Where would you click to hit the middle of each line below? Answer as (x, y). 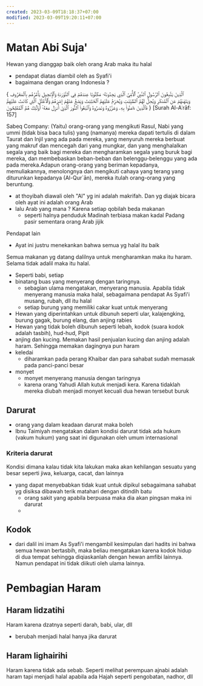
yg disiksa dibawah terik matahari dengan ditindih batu (83, 491)
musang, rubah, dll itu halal (58, 301)
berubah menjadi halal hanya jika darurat (66, 636)
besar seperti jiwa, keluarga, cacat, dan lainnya (65, 473)
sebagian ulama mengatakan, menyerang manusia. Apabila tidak (105, 288)
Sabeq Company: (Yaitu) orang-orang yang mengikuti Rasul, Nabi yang (95, 126)
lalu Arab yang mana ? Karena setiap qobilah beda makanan (90, 209)
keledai (24, 353)
